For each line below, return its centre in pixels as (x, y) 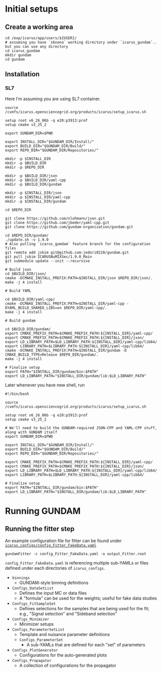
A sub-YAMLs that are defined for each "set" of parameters (86, 645)
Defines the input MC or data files (53, 593)
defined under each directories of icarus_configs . (55, 568)
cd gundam (15, 59)
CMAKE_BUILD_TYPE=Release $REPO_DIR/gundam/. (52, 355)
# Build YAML (18, 291)
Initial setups (32, 9)
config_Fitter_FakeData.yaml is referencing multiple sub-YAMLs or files (77, 563)
